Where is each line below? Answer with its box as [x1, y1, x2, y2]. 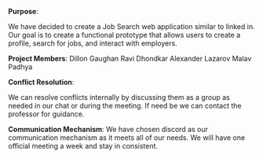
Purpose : [8, 7, 39, 16]
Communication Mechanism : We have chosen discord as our [8, 125, 208, 134]
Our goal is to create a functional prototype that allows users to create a [8, 31, 241, 39]
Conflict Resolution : [8, 78, 75, 86]
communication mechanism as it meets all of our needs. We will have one [8, 133, 246, 142]
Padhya [8, 62, 33, 72]
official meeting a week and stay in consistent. [8, 141, 159, 150]
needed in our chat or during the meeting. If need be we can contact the [8, 101, 242, 110]
